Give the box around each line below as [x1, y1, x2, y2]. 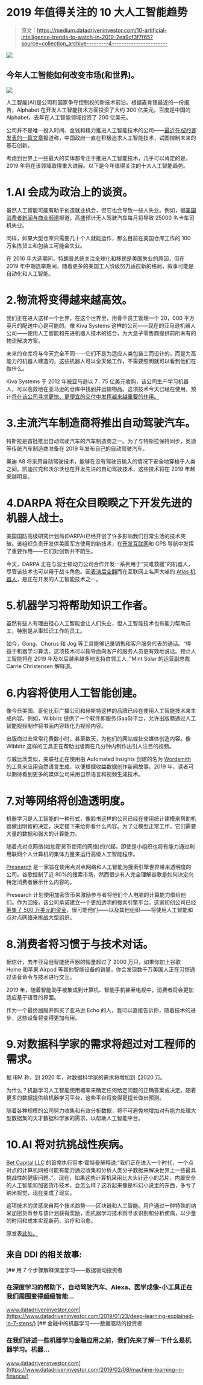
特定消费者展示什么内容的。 [6, 879, 75, 886]
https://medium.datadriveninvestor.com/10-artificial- [37, 27, 167, 34]
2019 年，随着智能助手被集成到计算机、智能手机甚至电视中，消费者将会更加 [6, 986, 194, 993]
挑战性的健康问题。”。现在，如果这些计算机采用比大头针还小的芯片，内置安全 [6, 1174, 196, 1182]
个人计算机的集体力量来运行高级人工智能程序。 [22, 850, 139, 858]
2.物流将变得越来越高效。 [6, 293, 133, 307]
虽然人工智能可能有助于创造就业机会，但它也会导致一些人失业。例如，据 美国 [6, 206, 196, 214]
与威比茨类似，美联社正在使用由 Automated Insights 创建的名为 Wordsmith [6, 756, 192, 763]
